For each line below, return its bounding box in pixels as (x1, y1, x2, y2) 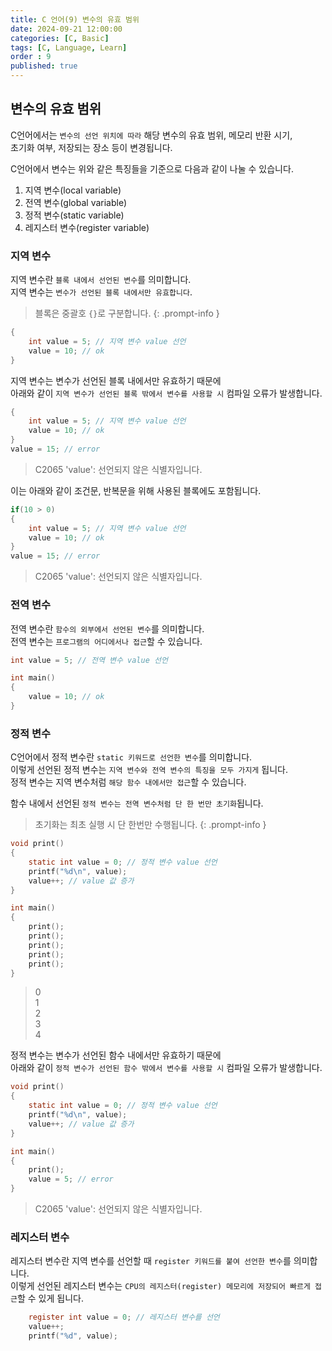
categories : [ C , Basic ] (10, 33, 110, 43)
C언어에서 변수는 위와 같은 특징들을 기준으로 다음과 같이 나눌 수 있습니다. (10, 162, 294, 175)
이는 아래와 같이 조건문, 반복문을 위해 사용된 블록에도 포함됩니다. (10, 484, 262, 496)
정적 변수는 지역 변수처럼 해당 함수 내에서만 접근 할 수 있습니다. (10, 776, 247, 788)
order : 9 (10, 52, 52, 62)
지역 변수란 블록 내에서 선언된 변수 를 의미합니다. (10, 274, 192, 286)
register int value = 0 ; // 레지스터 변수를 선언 (28, 1312, 220, 1323)
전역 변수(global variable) (24, 196, 128, 208)
